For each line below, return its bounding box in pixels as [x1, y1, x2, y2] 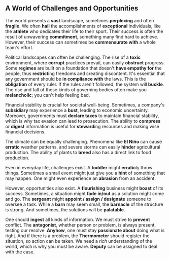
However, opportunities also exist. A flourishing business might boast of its [5, 185, 163, 191]
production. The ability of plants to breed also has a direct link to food [5, 149, 151, 155]
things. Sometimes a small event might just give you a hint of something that [5, 170, 165, 176]
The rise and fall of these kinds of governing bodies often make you [5, 86, 147, 93]
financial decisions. [5, 129, 46, 135]
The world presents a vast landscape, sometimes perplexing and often [5, 17, 154, 23]
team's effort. [5, 44, 34, 50]
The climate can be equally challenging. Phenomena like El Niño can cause [5, 138, 162, 144]
